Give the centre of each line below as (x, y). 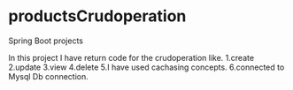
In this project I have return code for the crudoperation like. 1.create (131, 57)
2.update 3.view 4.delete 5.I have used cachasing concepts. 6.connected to (146, 67)
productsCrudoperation (97, 16)
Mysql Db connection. (49, 76)
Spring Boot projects (46, 41)
